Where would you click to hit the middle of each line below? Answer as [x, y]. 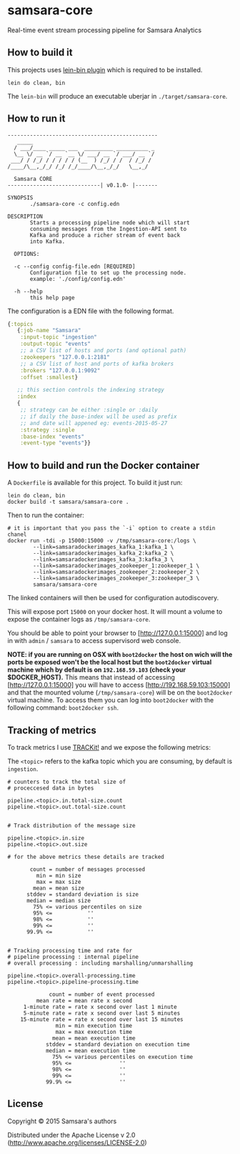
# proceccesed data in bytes [51, 788]
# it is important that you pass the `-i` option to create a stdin [111, 528]
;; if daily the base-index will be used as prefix [99, 417]
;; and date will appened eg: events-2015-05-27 [94, 423]
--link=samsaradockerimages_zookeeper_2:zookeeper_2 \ [116, 572]
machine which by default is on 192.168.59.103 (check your [97, 670]
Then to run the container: [46, 515]
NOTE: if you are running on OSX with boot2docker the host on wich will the [120, 655]
